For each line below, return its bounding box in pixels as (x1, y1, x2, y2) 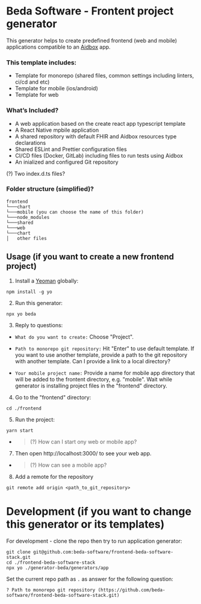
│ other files (6, 235, 47, 241)
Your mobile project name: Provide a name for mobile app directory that (14, 369, 196, 377)
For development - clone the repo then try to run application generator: (6, 537, 182, 544)
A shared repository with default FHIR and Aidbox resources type (14, 132, 177, 140)
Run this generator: (14, 299, 63, 306)
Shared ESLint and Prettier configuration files (14, 146, 128, 153)
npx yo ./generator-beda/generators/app (6, 564, 110, 571)
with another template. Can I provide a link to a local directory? (14, 357, 170, 365)
